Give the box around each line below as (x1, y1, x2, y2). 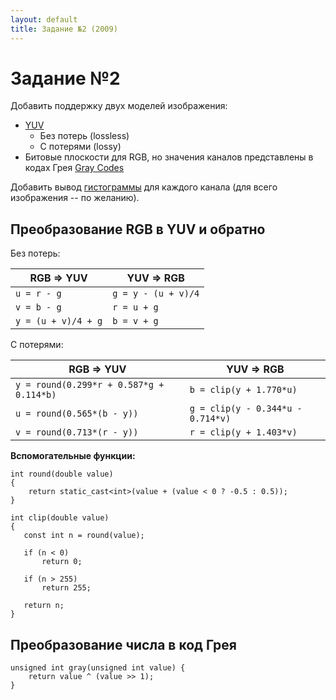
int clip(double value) (10, 513, 110, 523)
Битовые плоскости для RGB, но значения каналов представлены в (24, 151, 314, 163)
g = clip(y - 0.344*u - (189, 403, 303, 415)
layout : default (10, 14, 78, 25)
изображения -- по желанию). (10, 192, 140, 204)
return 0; (41, 557, 83, 567)
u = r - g (15, 288, 62, 300)
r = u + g (112, 302, 159, 313)
